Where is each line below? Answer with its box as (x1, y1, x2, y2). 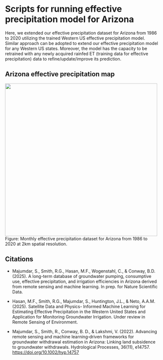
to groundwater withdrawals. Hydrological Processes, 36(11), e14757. (12, 344, 150, 350)
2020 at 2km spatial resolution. (5, 241, 67, 247)
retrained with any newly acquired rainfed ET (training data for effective (5, 50, 148, 57)
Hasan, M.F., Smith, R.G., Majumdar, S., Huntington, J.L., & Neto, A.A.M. (12, 298, 156, 304)
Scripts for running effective (5, 3, 122, 15)
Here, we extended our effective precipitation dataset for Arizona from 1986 (5, 30, 157, 36)
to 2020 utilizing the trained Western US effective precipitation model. (5, 35, 145, 41)
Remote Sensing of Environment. (12, 319, 78, 325)
